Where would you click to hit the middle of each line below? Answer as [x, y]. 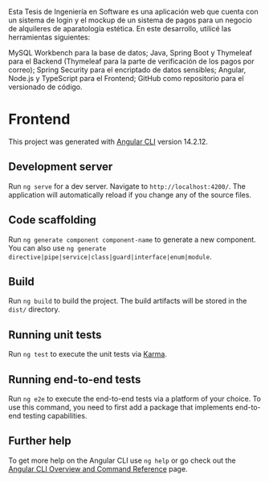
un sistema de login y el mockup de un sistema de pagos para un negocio [130, 20]
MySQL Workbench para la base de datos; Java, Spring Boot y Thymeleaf [130, 53]
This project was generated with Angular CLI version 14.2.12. [108, 141]
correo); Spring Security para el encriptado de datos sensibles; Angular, [127, 70]
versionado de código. [45, 87]
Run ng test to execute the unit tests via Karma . [88, 354]
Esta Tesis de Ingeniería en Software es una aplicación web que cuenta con [133, 12]
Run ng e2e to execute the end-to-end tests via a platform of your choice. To [135, 398]
